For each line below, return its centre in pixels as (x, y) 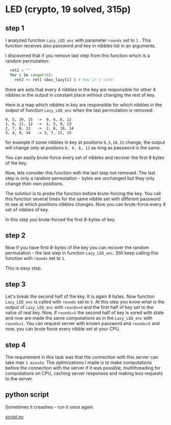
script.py (15, 417)
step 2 (16, 236)
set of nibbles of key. (27, 209)
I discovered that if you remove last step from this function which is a (78, 55)
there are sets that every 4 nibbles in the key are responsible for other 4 (81, 89)
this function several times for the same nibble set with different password (83, 199)
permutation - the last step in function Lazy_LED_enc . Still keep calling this (82, 253)
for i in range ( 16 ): (32, 75)
